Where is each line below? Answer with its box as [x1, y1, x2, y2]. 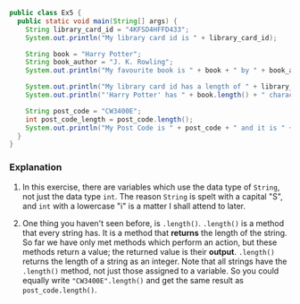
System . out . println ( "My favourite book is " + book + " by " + [25, 66, 266, 75]
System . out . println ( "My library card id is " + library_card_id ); [25, 33, 278, 42]
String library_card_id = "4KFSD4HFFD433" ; [25, 25, 190, 34]
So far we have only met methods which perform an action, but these [21, 237, 278, 248]
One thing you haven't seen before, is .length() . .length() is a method [21, 217, 285, 228]
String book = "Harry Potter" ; [25, 49, 142, 58]
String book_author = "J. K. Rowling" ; [25, 58, 174, 67]
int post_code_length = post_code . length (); [25, 114, 194, 124]
